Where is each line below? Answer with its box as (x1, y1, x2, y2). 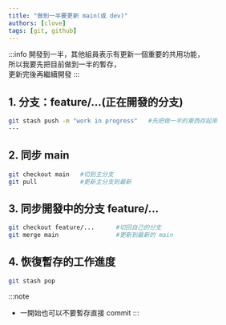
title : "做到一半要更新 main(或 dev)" (8, 11, 128, 20)
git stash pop (8, 277, 56, 285)
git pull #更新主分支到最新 (8, 178, 132, 186)
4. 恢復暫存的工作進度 (8, 255, 116, 269)
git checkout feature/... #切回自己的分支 (8, 223, 162, 232)
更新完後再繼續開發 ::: (8, 70, 80, 79)
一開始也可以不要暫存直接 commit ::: (19, 307, 139, 317)
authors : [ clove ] (8, 19, 67, 27)
